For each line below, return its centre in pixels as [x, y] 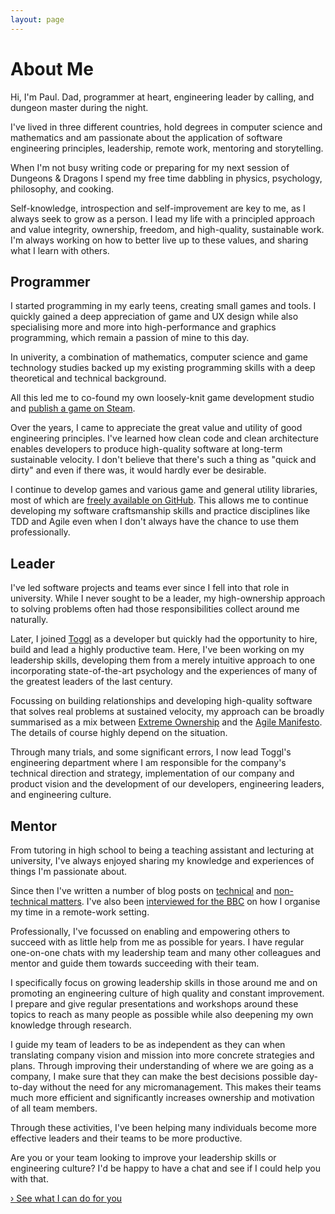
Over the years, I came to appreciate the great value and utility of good [156, 428]
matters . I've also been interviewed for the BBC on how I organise [185, 901]
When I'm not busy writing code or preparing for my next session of [150, 167]
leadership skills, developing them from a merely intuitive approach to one [163, 660]
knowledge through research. [71, 1025]
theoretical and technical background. [88, 378]
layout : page [37, 19]
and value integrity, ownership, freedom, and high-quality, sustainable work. [167, 229]
